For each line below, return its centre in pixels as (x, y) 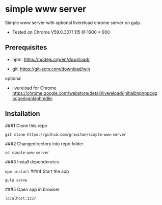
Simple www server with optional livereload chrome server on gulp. (73, 23)
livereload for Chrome (34, 88)
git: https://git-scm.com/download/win (51, 69)
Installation (23, 114)
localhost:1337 (21, 198)
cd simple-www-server (27, 153)
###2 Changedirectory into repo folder (44, 144)
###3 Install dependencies (32, 162)
